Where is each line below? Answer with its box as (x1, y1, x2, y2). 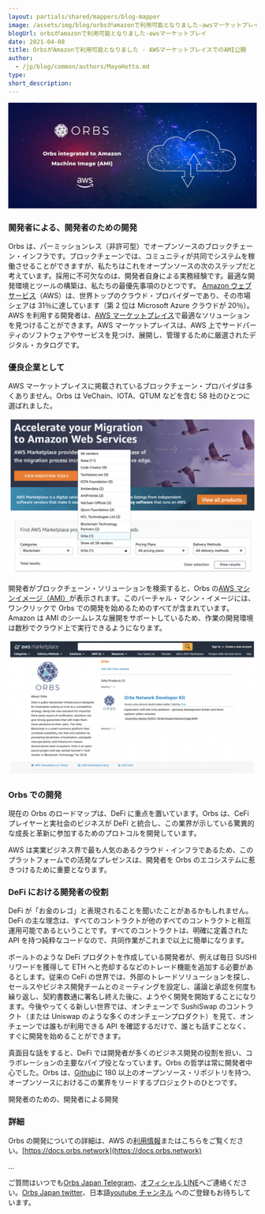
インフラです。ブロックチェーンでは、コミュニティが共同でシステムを (21, 251, 248, 261)
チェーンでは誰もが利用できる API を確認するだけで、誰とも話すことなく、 (8, 1021, 251, 1031)
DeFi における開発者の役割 (8, 887, 109, 898)
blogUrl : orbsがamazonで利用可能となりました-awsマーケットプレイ (8, 29, 207, 37)
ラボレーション (8, 1058, 57, 1068)
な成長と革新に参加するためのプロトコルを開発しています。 (8, 829, 201, 838)
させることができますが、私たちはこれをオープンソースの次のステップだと (14, 261, 256, 271)
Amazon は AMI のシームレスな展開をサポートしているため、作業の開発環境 (8, 613, 254, 622)
